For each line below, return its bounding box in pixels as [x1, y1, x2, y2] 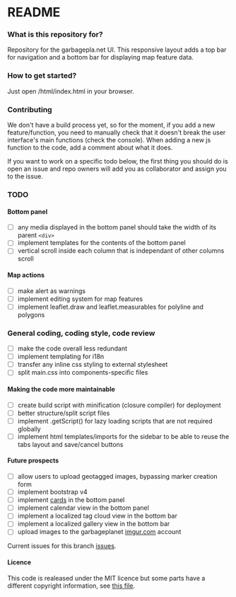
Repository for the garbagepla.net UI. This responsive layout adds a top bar [7, 45, 227, 54]
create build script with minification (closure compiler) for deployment [17, 401, 221, 409]
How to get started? [7, 71, 77, 81]
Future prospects [7, 456, 59, 465]
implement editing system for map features [17, 295, 143, 303]
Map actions [7, 271, 45, 279]
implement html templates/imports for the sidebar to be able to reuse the [17, 432, 230, 440]
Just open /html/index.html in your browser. [7, 86, 134, 96]
